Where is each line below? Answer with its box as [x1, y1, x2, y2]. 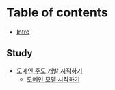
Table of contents [6, 5, 109, 21]
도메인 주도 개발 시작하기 [16, 67, 83, 75]
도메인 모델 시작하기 [26, 75, 80, 83]
